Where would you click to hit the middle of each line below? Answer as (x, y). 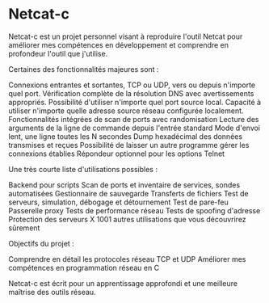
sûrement (24, 228)
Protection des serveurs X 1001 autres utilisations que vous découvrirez (127, 219)
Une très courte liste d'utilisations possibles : (83, 169)
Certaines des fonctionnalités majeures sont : (84, 69)
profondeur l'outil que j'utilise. (58, 53)
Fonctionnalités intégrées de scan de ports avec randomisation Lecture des (134, 119)
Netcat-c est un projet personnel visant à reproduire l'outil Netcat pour (126, 36)
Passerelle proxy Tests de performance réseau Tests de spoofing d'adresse (134, 210)
